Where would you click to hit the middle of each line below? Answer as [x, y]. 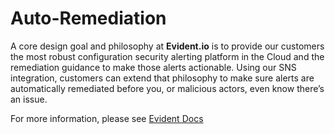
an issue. [29, 99]
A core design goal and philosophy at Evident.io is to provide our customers [167, 46]
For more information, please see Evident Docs [107, 118]
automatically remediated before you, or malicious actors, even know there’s [167, 88]
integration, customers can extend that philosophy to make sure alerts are [162, 78]
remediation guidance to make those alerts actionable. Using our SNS [153, 67]
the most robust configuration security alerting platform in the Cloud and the [167, 56]
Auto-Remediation [88, 18]
